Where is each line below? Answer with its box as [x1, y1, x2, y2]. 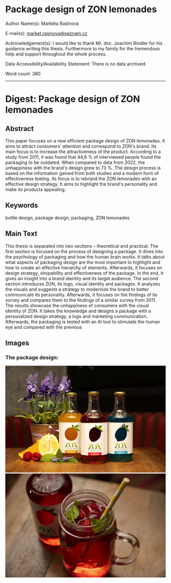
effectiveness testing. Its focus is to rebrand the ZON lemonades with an [5, 176, 157, 182]
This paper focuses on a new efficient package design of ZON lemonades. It [5, 137, 165, 143]
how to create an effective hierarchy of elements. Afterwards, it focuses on [5, 265, 162, 271]
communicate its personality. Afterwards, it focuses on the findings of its [5, 291, 158, 298]
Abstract [5, 124, 34, 133]
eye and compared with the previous [5, 324, 82, 330]
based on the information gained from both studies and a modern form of [5, 170, 159, 176]
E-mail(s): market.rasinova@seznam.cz [5, 30, 88, 36]
